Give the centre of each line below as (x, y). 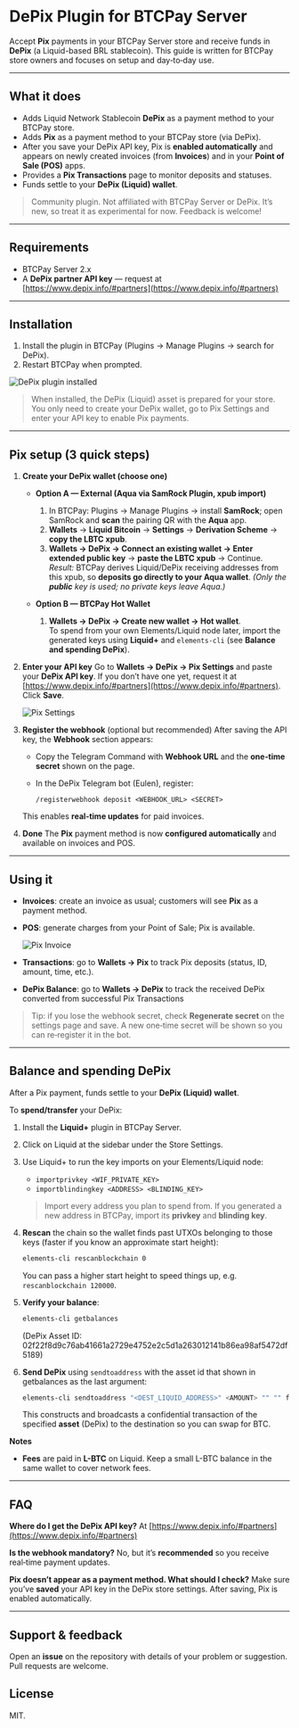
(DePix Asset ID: (52, 1335)
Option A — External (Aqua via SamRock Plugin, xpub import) (151, 493)
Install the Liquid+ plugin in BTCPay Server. (102, 1127)
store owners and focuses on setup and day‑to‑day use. (112, 60)
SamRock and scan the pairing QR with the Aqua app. (148, 520)
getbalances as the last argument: (85, 1381)
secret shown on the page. (85, 766)
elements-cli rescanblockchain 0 (84, 1258)
